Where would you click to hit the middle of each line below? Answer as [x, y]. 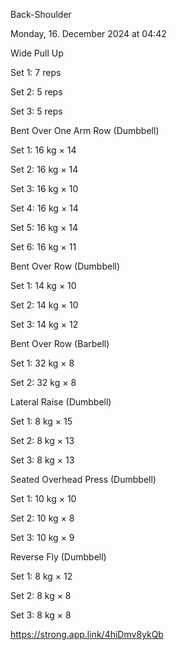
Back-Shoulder [41, 14]
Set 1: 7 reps [36, 72]
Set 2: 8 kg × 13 [42, 440]
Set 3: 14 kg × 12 [44, 324]
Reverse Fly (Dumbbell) [58, 557]
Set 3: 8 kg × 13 [42, 460]
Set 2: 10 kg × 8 [42, 518]
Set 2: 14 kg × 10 [44, 305]
